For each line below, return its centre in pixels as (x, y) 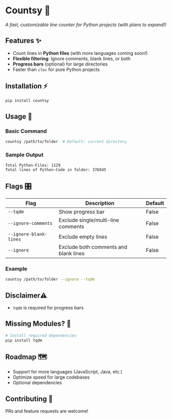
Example (16, 269)
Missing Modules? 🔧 (38, 324)
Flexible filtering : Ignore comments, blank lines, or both (71, 58)
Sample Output (24, 155)
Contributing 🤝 (29, 399)
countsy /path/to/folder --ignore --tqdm (50, 279)
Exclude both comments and (93, 247)
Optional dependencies (37, 383)
